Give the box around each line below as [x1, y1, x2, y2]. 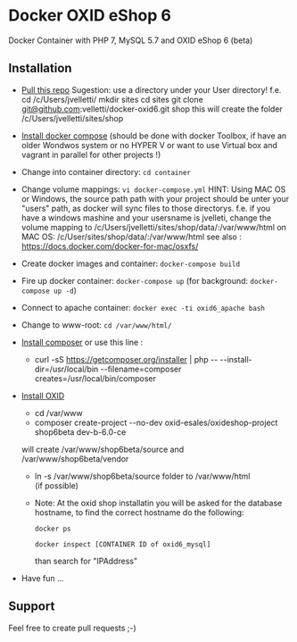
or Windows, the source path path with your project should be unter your [21, 193, 290, 204]
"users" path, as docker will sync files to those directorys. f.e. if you [21, 203, 271, 213]
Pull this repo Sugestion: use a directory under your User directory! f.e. [21, 84, 282, 95]
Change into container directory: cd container [21, 166, 191, 177]
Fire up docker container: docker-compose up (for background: [21, 275, 249, 286]
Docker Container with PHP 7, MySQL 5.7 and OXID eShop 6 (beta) [8, 35, 253, 46]
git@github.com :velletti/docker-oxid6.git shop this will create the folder [21, 104, 283, 114]
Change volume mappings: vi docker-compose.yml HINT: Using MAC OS [21, 184, 286, 195]
